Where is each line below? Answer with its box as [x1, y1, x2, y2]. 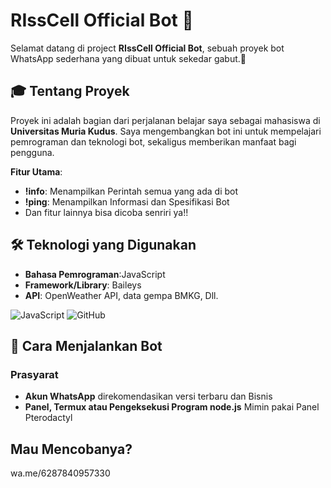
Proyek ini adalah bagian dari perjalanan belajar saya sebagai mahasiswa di [10, 114, 321, 126]
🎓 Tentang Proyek [10, 83, 130, 100]
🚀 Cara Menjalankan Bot [10, 337, 163, 354]
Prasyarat [10, 367, 59, 381]
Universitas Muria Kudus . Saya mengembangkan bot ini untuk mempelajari [10, 125, 322, 137]
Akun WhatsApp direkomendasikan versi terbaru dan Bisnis [24, 390, 273, 403]
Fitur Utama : [10, 165, 63, 178]
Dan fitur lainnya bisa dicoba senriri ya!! [24, 206, 189, 218]
